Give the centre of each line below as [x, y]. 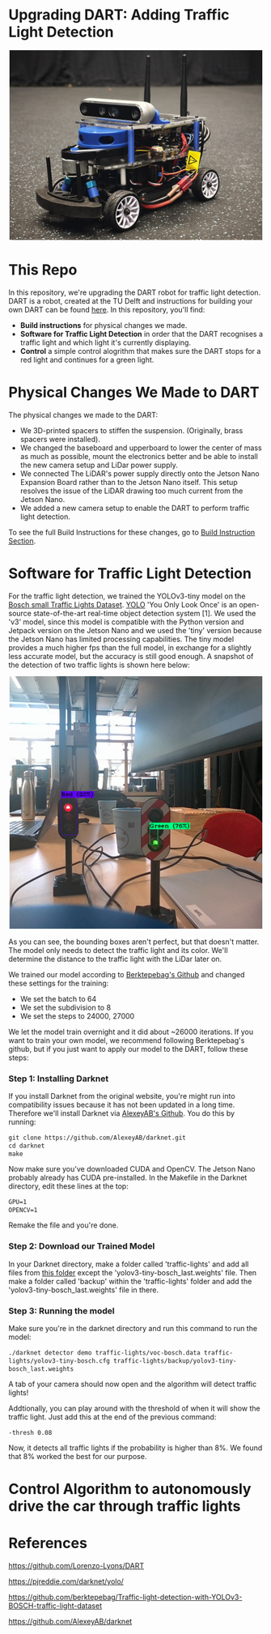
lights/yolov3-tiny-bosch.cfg [59, 1361]
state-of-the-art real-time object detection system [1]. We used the [145, 613]
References [48, 1543]
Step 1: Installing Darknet [59, 1079]
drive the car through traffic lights [125, 1506]
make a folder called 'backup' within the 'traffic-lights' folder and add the [130, 1281]
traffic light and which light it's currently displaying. [106, 343]
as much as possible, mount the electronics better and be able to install [139, 456]
